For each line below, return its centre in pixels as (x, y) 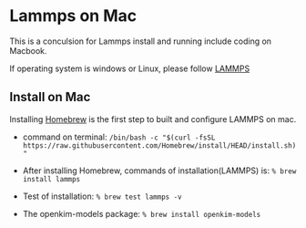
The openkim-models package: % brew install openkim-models (142, 213)
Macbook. (28, 50)
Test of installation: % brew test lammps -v (102, 196)
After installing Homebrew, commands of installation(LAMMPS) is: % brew (159, 171)
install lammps (51, 179)
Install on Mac (50, 97)
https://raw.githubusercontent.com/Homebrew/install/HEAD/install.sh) (159, 145)
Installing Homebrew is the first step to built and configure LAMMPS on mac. (153, 119)
